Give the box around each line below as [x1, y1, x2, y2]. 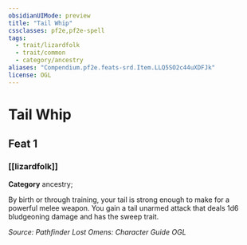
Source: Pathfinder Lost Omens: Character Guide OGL [8, 227, 186, 236]
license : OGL [8, 71, 52, 79]
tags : [8, 34, 26, 42]
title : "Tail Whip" [8, 19, 73, 27]
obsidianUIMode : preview [8, 11, 91, 20]
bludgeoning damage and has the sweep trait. [8, 211, 159, 221]
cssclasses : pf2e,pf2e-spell [8, 26, 105, 34]
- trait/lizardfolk [15, 41, 80, 49]
